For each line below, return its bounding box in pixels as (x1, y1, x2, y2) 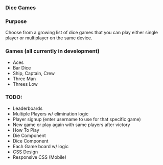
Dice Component (12, 137, 49, 144)
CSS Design (12, 149, 38, 155)
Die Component (12, 132, 46, 138)
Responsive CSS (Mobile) (12, 154, 66, 160)
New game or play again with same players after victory (12, 122, 130, 128)
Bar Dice (12, 64, 31, 70)
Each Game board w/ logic (12, 143, 69, 149)
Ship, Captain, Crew (12, 70, 55, 76)
